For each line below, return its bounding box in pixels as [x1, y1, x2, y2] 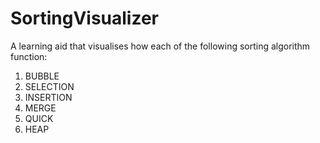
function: [10, 50, 48, 62]
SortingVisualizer [10, 7, 160, 30]
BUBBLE [24, 70, 60, 82]
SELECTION [24, 80, 75, 92]
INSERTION [24, 91, 73, 103]
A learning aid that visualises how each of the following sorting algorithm [10, 40, 311, 52]
